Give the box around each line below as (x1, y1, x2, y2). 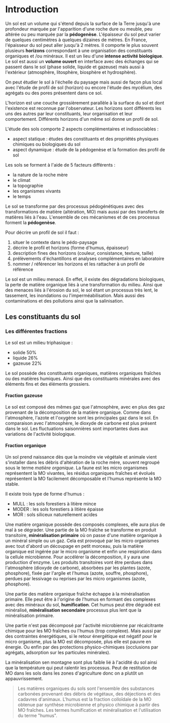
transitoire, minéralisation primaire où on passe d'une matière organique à (5, 532, 162, 539)
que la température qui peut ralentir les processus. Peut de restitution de (5, 665, 157, 671)
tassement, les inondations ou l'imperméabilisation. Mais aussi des (5, 292, 145, 299)
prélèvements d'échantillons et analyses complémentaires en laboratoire (12, 255, 164, 261)
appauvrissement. (5, 676, 43, 682)
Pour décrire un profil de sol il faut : (5, 229, 79, 235)
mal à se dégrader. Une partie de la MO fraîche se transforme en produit (5, 527, 156, 533)
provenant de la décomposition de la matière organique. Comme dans (5, 409, 151, 415)
